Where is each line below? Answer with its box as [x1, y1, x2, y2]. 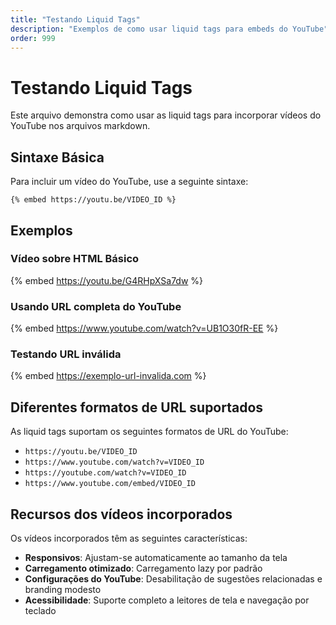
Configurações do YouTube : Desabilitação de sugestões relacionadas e [24, 573, 323, 585]
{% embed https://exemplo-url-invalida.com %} [10, 370, 207, 382]
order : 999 [10, 33, 56, 43]
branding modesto [24, 584, 102, 596]
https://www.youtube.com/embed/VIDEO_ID [24, 479, 196, 489]
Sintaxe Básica [10, 149, 105, 166]
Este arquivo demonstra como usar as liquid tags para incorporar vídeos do [10, 109, 322, 121]
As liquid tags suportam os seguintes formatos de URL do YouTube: [10, 426, 289, 438]
